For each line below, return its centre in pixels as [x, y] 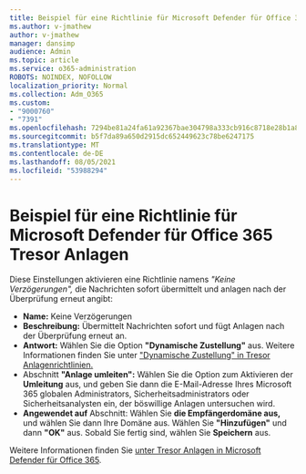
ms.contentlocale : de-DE [56, 153]
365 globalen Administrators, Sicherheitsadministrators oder [136, 394]
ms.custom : [30, 103]
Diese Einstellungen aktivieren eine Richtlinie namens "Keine [122, 280]
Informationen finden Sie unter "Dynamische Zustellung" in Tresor [146, 355]
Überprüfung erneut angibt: [61, 299]
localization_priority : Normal [69, 86]
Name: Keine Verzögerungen [77, 316]
